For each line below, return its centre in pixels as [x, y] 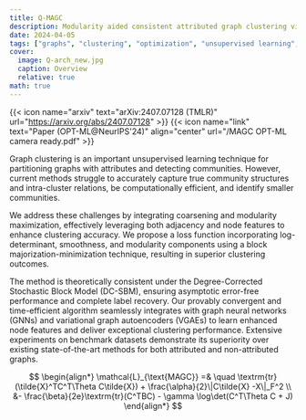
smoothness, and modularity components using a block [163, 244]
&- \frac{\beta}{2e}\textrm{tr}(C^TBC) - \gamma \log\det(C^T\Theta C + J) [153, 396]
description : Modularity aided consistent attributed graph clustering [148, 26]
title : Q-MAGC [36, 18]
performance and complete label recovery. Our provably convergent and [146, 300]
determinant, [33, 244]
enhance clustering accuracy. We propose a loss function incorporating [144, 235]
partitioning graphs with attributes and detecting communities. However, [145, 168]
